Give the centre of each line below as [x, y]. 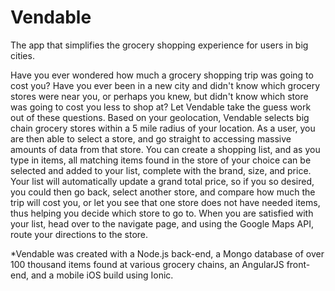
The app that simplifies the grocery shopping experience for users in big [159, 45]
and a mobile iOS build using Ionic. [102, 275]
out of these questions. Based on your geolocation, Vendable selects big [160, 117]
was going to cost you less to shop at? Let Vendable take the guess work [161, 107]
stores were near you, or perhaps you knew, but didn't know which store [159, 96]
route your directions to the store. [79, 234]
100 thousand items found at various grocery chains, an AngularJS [147, 264]
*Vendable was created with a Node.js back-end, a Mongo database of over [167, 253]
